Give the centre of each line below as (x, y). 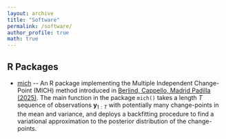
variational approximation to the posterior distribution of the (102, 121)
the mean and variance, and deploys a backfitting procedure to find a (115, 114)
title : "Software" (33, 20)
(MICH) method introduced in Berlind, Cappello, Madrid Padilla (122, 90)
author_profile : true (38, 33)
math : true (23, 39)
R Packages (33, 67)
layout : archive (30, 13)
